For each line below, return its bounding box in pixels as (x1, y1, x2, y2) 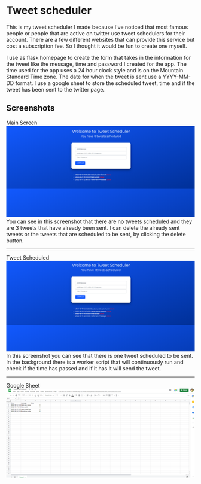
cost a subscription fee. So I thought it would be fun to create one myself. (6, 42, 187, 50)
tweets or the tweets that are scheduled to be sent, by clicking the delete (6, 231, 187, 238)
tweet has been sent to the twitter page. (6, 86, 105, 93)
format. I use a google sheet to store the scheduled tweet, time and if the (15, 79, 195, 87)
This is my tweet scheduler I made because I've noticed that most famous (6, 23, 188, 31)
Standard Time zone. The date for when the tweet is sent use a (6, 73, 162, 80)
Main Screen (6, 119, 38, 126)
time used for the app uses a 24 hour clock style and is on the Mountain (6, 66, 184, 74)
